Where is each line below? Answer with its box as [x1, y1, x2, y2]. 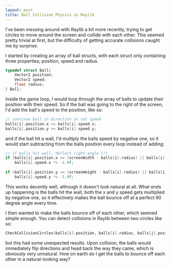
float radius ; [14, 82, 44, 87]
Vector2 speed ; [14, 77, 47, 82]
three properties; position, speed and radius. [5, 58, 99, 64]
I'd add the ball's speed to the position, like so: [5, 107, 103, 113]
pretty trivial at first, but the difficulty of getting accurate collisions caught [5, 37, 160, 43]
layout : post [5, 7, 33, 13]
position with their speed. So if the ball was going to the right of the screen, [5, 101, 163, 107]
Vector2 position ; [14, 72, 53, 78]
